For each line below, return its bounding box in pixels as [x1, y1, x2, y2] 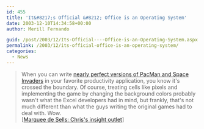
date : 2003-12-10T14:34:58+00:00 [6, 20, 92, 26]
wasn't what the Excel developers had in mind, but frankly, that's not [21, 96, 194, 103]
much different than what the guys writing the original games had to [21, 103, 192, 110]
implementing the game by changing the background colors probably [21, 89, 196, 97]
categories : [6, 48, 37, 55]
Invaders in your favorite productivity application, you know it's [21, 77, 180, 84]
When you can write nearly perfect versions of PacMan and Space [21, 71, 189, 78]
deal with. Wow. [21, 109, 62, 116]
